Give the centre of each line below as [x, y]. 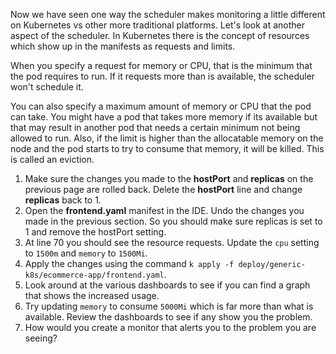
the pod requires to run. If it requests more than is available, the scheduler [163, 76]
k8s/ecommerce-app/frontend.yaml [94, 275]
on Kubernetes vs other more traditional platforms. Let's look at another [158, 25]
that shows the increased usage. [92, 295]
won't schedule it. [47, 87]
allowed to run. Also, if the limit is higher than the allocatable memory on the [167, 138]
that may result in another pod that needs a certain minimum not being [155, 127]
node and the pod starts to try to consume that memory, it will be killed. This [167, 148]
